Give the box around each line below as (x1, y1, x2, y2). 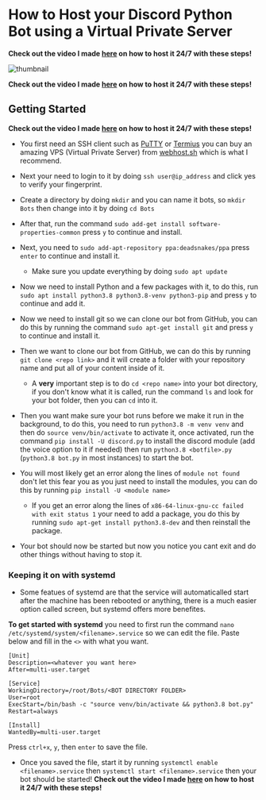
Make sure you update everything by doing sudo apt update (31, 266, 228, 275)
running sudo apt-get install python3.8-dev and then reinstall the (31, 517, 251, 527)
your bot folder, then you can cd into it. (31, 395, 158, 405)
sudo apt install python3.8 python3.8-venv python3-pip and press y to (19, 290, 257, 299)
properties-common (19, 229, 81, 237)
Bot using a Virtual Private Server (8, 22, 233, 40)
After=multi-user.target (8, 666, 91, 674)
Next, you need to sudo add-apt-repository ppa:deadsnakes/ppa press (19, 242, 250, 252)
